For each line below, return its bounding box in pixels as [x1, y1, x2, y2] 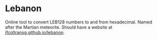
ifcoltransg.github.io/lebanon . [5, 29, 65, 35]
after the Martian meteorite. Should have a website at [5, 24, 113, 30]
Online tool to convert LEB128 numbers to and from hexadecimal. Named [5, 19, 153, 25]
